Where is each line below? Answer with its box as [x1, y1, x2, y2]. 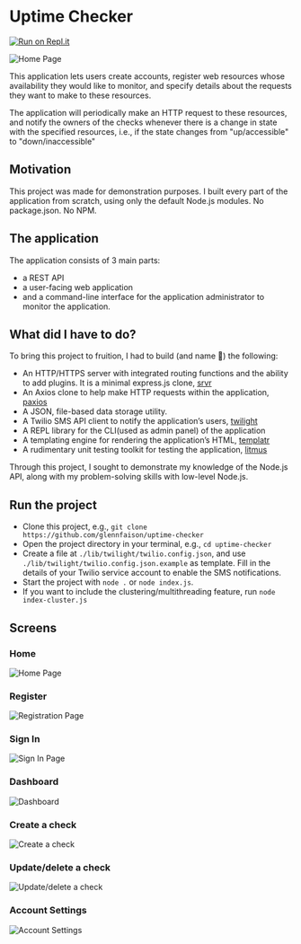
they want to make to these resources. [9, 90, 152, 101]
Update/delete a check [9, 860, 111, 873]
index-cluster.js [22, 596, 88, 605]
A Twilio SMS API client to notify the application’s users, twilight [22, 416, 258, 427]
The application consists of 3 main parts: [9, 254, 161, 266]
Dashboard [9, 775, 59, 788]
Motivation [9, 162, 72, 177]
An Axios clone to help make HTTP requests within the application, [22, 387, 270, 398]
